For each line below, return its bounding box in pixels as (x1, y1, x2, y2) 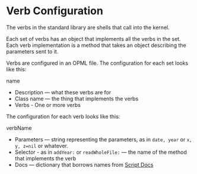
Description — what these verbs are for (14, 88, 112, 96)
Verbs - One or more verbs (14, 101, 81, 108)
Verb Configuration (6, 4, 104, 18)
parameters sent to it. (6, 48, 59, 55)
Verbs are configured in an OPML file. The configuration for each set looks (6, 59, 189, 67)
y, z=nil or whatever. (14, 142, 68, 149)
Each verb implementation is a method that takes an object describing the (6, 42, 186, 49)
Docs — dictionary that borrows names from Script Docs (14, 161, 154, 168)
